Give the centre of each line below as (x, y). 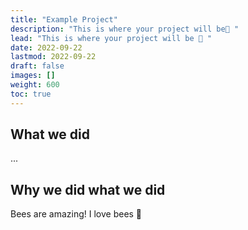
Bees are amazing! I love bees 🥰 (76, 214)
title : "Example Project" (64, 19)
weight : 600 (35, 85)
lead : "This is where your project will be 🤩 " (111, 38)
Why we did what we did (88, 189)
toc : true (31, 94)
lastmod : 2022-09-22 (53, 57)
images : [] (33, 76)
